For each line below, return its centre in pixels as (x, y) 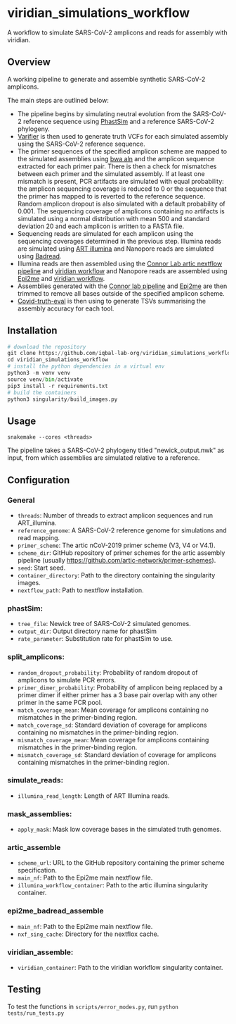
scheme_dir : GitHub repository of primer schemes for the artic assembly (121, 552)
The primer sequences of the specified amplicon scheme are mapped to (122, 151)
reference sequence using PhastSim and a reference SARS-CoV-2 (119, 121)
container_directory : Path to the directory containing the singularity (116, 575)
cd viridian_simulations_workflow (58, 360)
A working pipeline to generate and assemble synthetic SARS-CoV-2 (106, 79)
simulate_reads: (35, 780)
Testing (24, 990)
